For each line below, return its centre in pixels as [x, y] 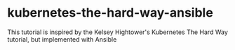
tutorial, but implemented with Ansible [62, 39]
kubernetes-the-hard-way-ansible [110, 13]
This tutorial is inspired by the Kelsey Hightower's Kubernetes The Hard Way [117, 32]
